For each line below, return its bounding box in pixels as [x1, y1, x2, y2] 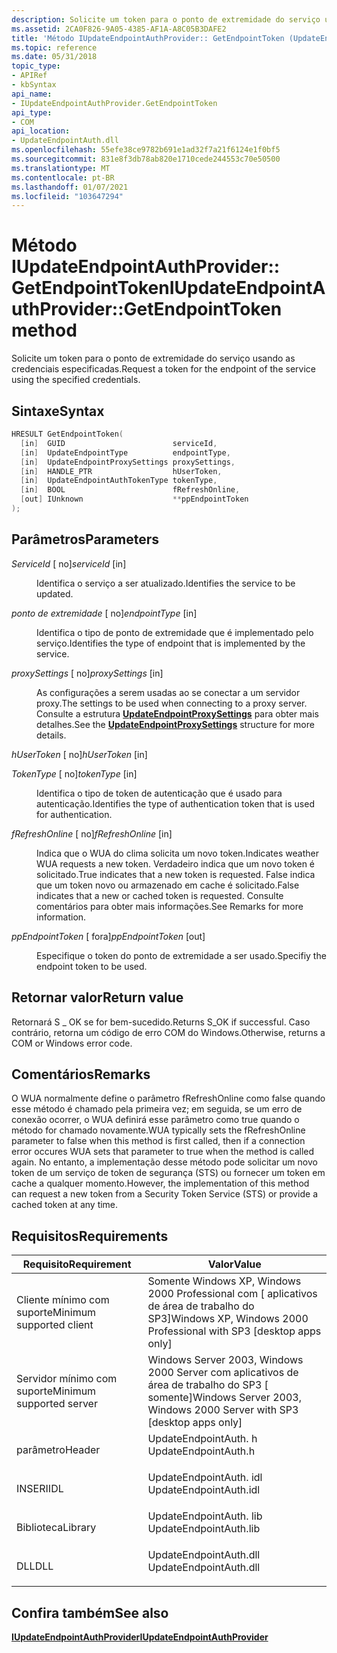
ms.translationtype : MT [11, 163, 111, 173]
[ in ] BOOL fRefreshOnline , [20, 485, 241, 495]
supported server [16, 1397, 98, 1411]
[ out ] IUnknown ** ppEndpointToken [20, 494, 249, 505]
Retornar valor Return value [11, 989, 184, 1006]
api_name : [11, 89, 53, 99]
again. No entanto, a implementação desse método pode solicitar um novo [11, 1156, 318, 1168]
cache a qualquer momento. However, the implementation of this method [11, 1177, 310, 1190]
